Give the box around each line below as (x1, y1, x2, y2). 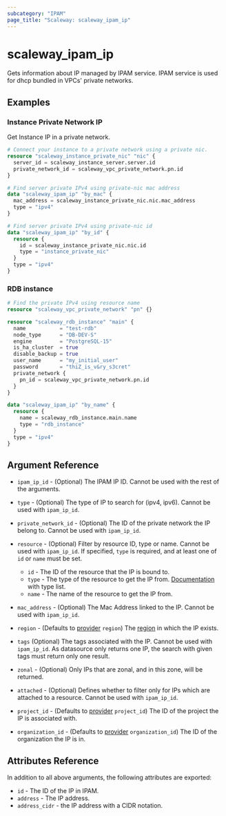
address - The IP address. (17, 794, 90, 802)
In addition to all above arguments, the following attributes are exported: (7, 773, 212, 781)
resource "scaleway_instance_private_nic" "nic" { (7, 153, 156, 160)
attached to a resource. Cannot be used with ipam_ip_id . (17, 694, 178, 702)
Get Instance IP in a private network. (7, 133, 111, 142)
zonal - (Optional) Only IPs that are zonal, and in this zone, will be (17, 665, 203, 674)
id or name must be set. (17, 554, 83, 563)
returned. (17, 673, 44, 681)
